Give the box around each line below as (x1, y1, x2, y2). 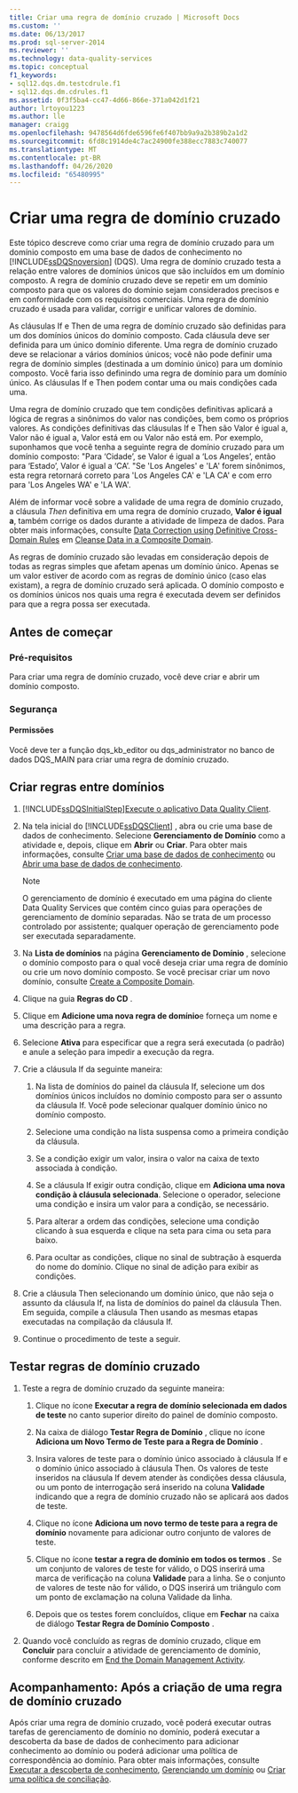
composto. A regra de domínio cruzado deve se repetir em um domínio (9, 275, 268, 286)
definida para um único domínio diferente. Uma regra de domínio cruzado (9, 339, 278, 351)
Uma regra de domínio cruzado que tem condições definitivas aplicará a (9, 404, 273, 415)
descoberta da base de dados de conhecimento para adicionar (9, 1736, 239, 1747)
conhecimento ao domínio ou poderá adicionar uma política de (9, 1746, 238, 1757)
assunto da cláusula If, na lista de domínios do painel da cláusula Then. (21, 1297, 282, 1308)
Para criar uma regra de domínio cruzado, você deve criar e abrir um (9, 671, 260, 682)
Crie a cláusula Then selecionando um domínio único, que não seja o (21, 1288, 274, 1298)
